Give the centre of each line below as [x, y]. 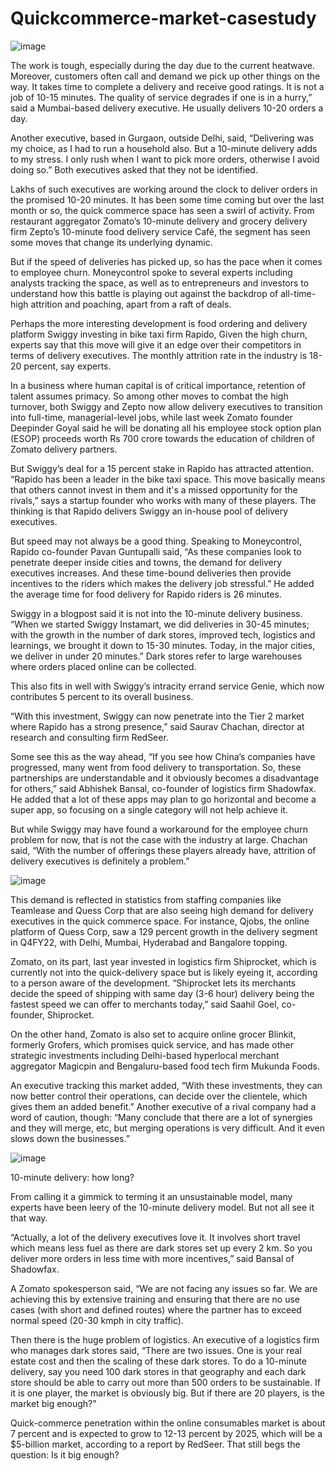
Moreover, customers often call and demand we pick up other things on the [165, 76]
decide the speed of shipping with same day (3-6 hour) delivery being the [162, 993]
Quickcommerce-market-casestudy [163, 18]
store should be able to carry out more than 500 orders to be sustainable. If [165, 1382]
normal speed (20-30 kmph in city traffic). [97, 1320]
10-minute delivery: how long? [72, 1177]
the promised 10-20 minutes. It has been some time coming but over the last [167, 199]
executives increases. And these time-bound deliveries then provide [151, 573]
